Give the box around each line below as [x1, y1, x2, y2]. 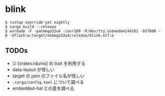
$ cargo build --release [5, 24, 56, 29]
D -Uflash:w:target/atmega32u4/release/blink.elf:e [5, 33, 114, 38]
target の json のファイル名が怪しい [12, 73, 85, 79]
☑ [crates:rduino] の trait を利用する [12, 60, 86, 66]
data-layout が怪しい [12, 66, 55, 73]
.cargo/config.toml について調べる [12, 79, 84, 85]
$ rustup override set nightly [5, 20, 70, 25]
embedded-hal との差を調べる [12, 85, 74, 91]
